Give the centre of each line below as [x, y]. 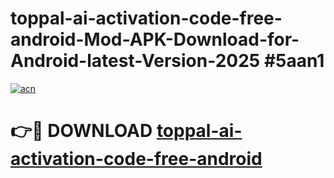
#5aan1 [294, 61]
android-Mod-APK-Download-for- [155, 39]
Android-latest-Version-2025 [135, 61]
